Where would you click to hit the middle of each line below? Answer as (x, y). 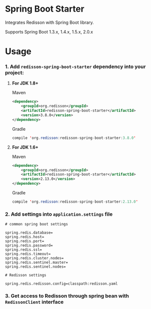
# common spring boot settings (37, 224)
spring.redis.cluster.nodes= (34, 258)
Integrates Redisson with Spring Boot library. (50, 22)
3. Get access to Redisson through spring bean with (67, 296)
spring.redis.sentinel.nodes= (36, 267)
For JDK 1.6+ (25, 147)
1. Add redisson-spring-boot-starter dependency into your (75, 67)
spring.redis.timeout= (28, 254)
